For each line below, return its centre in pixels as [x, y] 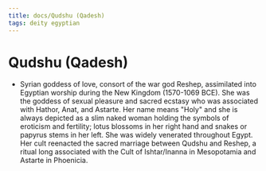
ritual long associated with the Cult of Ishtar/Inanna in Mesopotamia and [138, 152]
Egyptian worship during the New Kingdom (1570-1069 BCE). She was [135, 93]
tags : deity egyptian [44, 23]
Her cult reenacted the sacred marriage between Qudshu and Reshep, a [138, 143]
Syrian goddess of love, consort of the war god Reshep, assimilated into [138, 84]
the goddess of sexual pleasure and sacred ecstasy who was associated [139, 101]
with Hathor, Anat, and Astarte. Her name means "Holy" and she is [129, 110]
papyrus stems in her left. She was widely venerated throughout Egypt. [136, 135]
